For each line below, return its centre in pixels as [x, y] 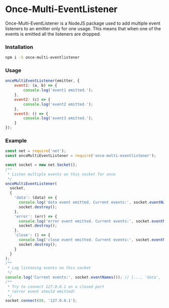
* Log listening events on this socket [49, 268]
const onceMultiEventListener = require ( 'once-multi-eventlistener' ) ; [81, 156]
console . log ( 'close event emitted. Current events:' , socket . [85, 240]
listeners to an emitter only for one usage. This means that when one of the [83, 28]
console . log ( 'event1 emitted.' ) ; [58, 90]
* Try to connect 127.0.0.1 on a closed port [56, 287]
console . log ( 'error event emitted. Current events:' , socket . [85, 221]
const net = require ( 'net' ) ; [36, 151]
